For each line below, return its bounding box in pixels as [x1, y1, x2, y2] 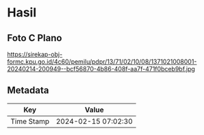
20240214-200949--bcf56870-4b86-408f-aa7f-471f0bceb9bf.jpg [7, 65, 195, 73]
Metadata [7, 84, 49, 97]
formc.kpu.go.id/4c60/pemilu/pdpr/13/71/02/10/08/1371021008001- [7, 58, 197, 66]
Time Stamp [10, 116, 50, 126]
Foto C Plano [7, 32, 62, 44]
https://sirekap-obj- [7, 50, 63, 58]
